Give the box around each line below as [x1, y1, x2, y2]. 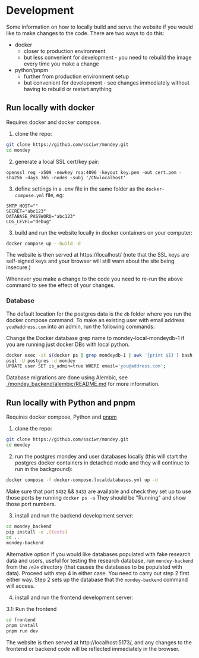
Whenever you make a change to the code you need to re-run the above [6, 275, 183, 283]
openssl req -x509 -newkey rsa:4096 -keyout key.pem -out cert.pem [6, 169, 177, 176]
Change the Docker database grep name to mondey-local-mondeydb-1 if [6, 334, 185, 341]
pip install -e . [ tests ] [6, 529, 68, 535]
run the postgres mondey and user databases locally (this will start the [14, 453, 188, 460]
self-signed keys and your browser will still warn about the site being [6, 257, 175, 265]
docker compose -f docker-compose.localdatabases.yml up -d [6, 477, 159, 483]
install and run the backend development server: [14, 512, 134, 519]
